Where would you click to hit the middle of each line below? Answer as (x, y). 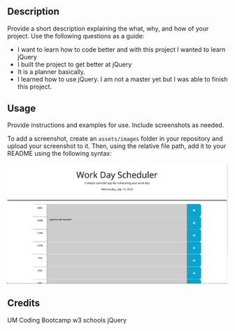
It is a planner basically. (51, 71)
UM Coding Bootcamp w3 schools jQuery (67, 320)
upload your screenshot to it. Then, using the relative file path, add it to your (117, 146)
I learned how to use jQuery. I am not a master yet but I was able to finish (122, 79)
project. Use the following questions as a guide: (76, 36)
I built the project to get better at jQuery (74, 64)
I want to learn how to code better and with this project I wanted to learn (121, 49)
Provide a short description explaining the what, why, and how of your (108, 28)
